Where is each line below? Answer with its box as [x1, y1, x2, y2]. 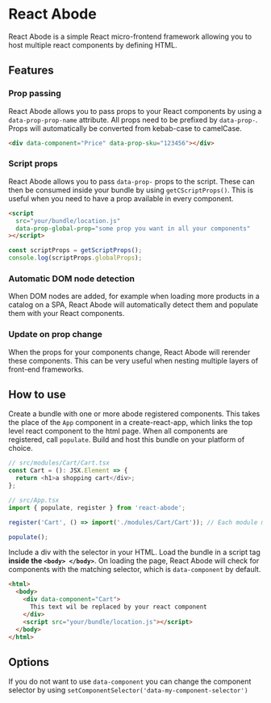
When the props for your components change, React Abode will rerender [8, 347, 251, 356]
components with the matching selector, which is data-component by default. [8, 565, 261, 575]
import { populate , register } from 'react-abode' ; [8, 503, 186, 511]
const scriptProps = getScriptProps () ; [8, 246, 143, 255]
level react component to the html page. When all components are [8, 426, 228, 436]
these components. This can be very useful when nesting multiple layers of [8, 356, 259, 365]
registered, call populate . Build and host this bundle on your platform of [8, 435, 245, 444]
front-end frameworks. [8, 364, 85, 374]
